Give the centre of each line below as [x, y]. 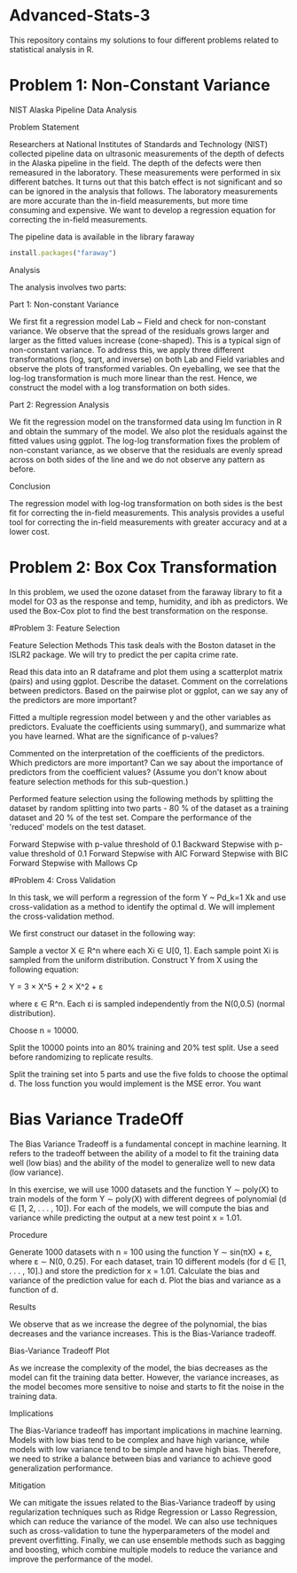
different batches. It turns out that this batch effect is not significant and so [146, 182]
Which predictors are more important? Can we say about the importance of [146, 763]
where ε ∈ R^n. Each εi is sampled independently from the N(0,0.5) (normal [147, 1004]
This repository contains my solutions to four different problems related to [144, 40]
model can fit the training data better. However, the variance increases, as [144, 1377]
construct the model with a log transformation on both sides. [120, 387]
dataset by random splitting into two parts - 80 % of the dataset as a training [149, 808]
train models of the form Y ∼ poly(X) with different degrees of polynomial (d [148, 1199]
